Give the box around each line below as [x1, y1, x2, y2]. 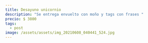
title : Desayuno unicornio [5, 7, 61, 12]
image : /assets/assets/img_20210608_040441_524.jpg [5, 30, 115, 35]
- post [9, 26, 23, 31]
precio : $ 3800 [5, 16, 37, 21]
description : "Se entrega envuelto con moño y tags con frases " [5, 12, 144, 17]
